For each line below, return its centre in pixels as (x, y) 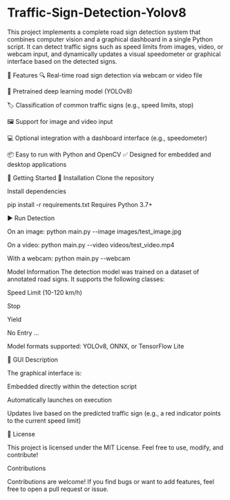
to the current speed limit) (44, 420)
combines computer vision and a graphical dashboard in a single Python (110, 39)
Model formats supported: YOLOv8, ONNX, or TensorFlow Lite (96, 346)
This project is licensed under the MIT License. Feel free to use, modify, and (115, 447)
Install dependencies (37, 191)
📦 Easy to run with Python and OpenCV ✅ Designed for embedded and (109, 154)
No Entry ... (23, 332)
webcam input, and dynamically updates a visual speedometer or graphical (114, 54)
